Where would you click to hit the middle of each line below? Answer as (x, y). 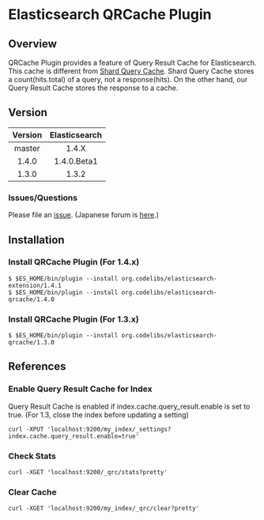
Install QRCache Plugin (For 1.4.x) (74, 262)
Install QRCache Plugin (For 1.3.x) (74, 319)
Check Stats (32, 456)
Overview (33, 44)
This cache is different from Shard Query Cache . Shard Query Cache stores (131, 71)
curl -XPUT (26, 429)
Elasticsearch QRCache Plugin (110, 15)
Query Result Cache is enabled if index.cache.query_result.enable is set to (129, 406)
